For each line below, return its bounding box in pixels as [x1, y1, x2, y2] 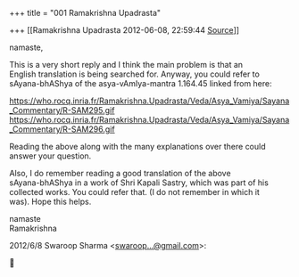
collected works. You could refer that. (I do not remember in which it [9, 187, 261, 197]
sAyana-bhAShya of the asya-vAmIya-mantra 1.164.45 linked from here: [9, 78, 272, 88]
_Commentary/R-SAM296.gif [9, 124, 115, 134]
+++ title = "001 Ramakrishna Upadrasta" [9, 8, 162, 18]
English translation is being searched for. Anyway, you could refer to [9, 69, 261, 79]
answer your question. [9, 151, 92, 161]
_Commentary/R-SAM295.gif [9, 105, 115, 115]
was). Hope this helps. [9, 196, 92, 207]
